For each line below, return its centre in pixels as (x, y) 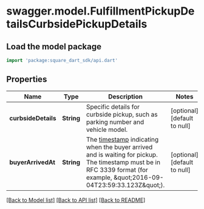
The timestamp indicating (122, 139)
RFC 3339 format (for (117, 170)
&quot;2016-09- (138, 177)
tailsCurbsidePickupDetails (77, 24)
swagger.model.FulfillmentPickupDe (100, 11)
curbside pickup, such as (122, 114)
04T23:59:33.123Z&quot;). (125, 185)
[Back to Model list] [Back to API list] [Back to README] (76, 200)
